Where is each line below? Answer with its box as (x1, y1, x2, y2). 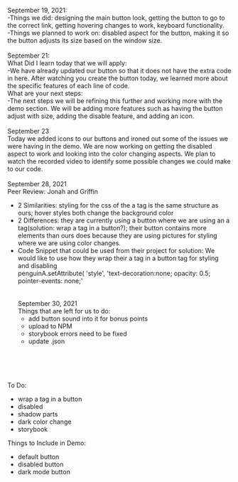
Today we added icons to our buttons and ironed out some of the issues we (7, 134, 229, 143)
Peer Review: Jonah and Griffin (7, 188, 98, 196)
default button (17, 453, 60, 461)
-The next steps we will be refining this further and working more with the (7, 97, 222, 105)
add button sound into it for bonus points (28, 314, 148, 323)
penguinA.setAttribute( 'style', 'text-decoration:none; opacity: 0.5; (17, 269, 211, 277)
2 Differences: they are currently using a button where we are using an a (17, 216, 230, 225)
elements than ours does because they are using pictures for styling (17, 231, 218, 240)
